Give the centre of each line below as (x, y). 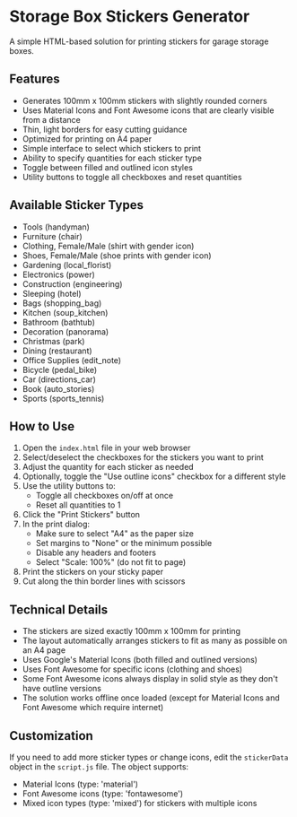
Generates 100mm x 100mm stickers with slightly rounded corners (144, 100)
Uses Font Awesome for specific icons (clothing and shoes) (132, 669)
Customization (52, 736)
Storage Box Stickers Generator (130, 17)
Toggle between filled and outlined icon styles (107, 167)
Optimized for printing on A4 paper (87, 139)
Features (35, 79)
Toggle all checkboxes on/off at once (104, 496)
